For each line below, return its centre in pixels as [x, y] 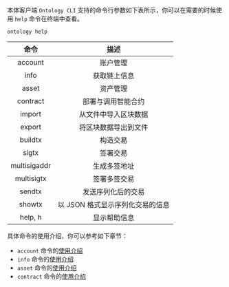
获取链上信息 [113, 76]
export [31, 127]
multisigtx [31, 179]
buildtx [31, 140]
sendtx [31, 191]
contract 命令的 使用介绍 [52, 276]
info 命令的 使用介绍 [45, 259]
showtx [31, 204]
